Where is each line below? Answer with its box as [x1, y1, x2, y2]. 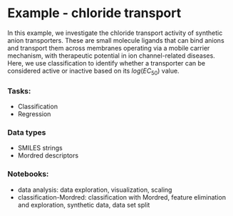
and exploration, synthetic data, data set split [17, 200, 150, 209]
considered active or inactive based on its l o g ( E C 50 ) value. [7, 66, 180, 76]
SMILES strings [17, 144, 63, 153]
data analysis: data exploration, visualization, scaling [17, 185, 172, 194]
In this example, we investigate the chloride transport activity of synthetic [7, 29, 223, 37]
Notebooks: [7, 169, 49, 179]
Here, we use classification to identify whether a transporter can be [7, 58, 206, 67]
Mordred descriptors [17, 151, 79, 160]
